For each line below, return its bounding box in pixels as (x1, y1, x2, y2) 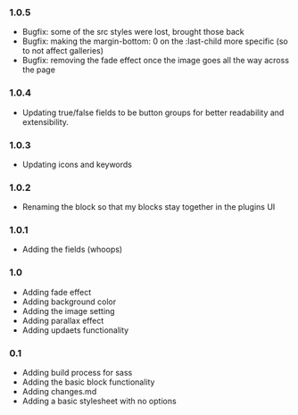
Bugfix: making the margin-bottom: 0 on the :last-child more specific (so (21, 36, 288, 46)
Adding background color (21, 296, 117, 307)
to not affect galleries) (21, 46, 104, 56)
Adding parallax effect (21, 315, 104, 326)
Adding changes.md (21, 386, 97, 397)
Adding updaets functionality (21, 324, 129, 336)
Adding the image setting (21, 305, 115, 316)
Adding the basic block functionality (21, 377, 155, 387)
